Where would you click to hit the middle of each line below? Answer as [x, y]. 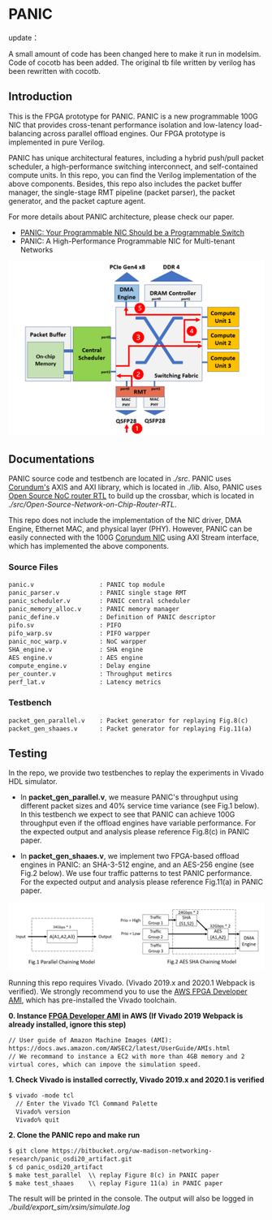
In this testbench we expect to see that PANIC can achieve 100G [127, 815]
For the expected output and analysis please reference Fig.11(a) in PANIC [142, 882]
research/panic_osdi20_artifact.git [70, 1159]
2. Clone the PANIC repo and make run [74, 1135]
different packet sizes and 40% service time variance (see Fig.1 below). [140, 806]
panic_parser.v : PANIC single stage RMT [97, 593]
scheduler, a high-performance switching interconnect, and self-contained [133, 166]
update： [24, 37]
